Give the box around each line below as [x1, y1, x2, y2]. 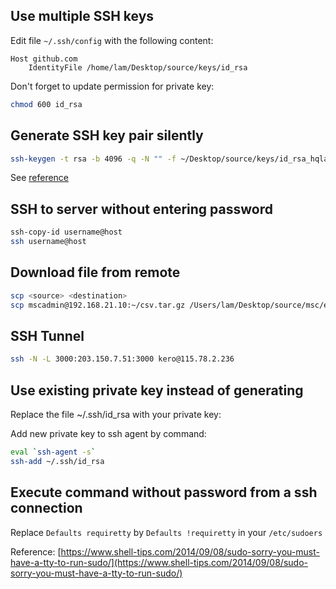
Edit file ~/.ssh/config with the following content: [10, 34, 214, 46]
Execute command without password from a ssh [10, 484, 318, 501]
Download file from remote [10, 264, 181, 281]
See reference [10, 172, 70, 184]
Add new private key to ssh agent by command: [10, 428, 207, 439]
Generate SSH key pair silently [10, 127, 204, 144]
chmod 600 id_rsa [10, 99, 83, 109]
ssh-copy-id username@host [10, 227, 123, 238]
